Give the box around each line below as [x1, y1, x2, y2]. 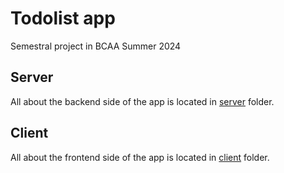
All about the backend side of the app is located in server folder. [10, 95, 275, 107]
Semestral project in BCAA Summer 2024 [10, 40, 182, 52]
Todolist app [10, 7, 116, 30]
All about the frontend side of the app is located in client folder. [10, 151, 270, 163]
